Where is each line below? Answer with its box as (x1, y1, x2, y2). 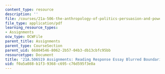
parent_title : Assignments (5, 39, 60, 44)
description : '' (5, 12, 38, 17)
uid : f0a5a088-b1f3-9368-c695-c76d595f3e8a (5, 61, 96, 66)
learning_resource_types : (5, 25, 58, 30)
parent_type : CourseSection (5, 43, 63, 48)
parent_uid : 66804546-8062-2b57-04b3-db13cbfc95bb (5, 48, 111, 53)
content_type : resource (5, 7, 54, 12)
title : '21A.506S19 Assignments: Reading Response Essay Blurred (5, 57, 141, 62)
